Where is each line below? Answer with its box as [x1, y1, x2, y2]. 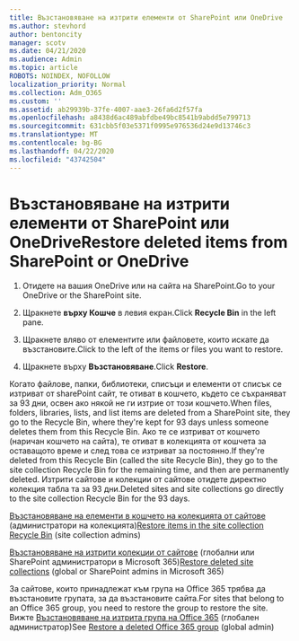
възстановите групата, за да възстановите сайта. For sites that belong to [9, 593, 285, 604]
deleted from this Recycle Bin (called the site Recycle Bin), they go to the [9, 455, 278, 466]
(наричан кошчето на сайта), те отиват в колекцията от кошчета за [9, 436, 267, 447]
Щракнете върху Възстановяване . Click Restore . [22, 361, 209, 373]
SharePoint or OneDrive [9, 250, 189, 271]
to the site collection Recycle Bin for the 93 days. [9, 493, 190, 504]
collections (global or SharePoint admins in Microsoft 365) [9, 566, 224, 577]
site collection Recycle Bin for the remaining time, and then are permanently [9, 464, 290, 476]
